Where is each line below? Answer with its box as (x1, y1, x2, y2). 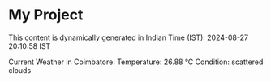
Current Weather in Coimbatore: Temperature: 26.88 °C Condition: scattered (8, 57, 264, 67)
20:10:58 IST (8, 41, 51, 50)
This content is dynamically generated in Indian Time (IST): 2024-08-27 (8, 32, 249, 42)
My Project (8, 6, 84, 24)
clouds (8, 65, 32, 75)
